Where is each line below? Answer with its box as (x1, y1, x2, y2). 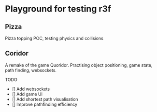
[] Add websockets (12, 86, 50, 92)
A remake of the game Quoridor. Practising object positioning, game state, (5, 62, 153, 68)
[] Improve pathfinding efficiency (12, 101, 78, 107)
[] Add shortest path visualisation (12, 96, 78, 102)
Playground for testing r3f (5, 3, 111, 14)
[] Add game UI (12, 91, 43, 97)
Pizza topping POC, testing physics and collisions (5, 35, 104, 41)
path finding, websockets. (5, 67, 57, 73)
